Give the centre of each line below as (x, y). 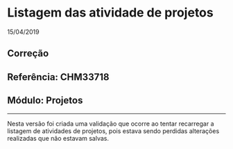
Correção (28, 53)
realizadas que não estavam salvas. (58, 138)
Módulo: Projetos (45, 100)
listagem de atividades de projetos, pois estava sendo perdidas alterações (113, 131)
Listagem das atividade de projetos (110, 13)
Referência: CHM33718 (58, 77)
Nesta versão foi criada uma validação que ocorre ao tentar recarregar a (111, 123)
